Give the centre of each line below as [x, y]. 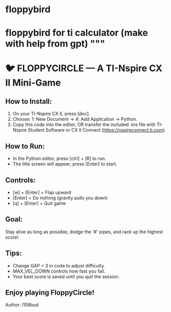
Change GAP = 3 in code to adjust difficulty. [59, 265]
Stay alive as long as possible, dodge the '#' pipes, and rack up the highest [84, 232]
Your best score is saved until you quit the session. [66, 276]
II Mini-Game [33, 82]
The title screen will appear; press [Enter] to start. [65, 164]
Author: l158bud [22, 305]
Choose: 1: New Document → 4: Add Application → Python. [75, 119]
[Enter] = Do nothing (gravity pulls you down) [60, 198]
